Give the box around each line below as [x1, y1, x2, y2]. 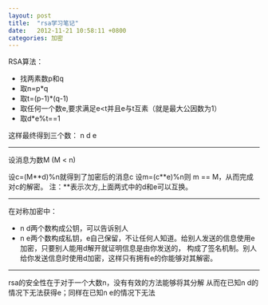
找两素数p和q [19, 73, 64, 84]
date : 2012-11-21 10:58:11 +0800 [8, 26, 127, 34]
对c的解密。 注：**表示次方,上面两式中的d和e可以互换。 [8, 182, 193, 192]
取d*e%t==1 [19, 113, 61, 124]
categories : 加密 [8, 34, 64, 42]
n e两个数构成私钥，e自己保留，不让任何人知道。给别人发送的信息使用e [19, 233, 255, 244]
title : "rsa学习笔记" [8, 19, 79, 27]
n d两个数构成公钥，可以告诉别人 [19, 224, 129, 233]
